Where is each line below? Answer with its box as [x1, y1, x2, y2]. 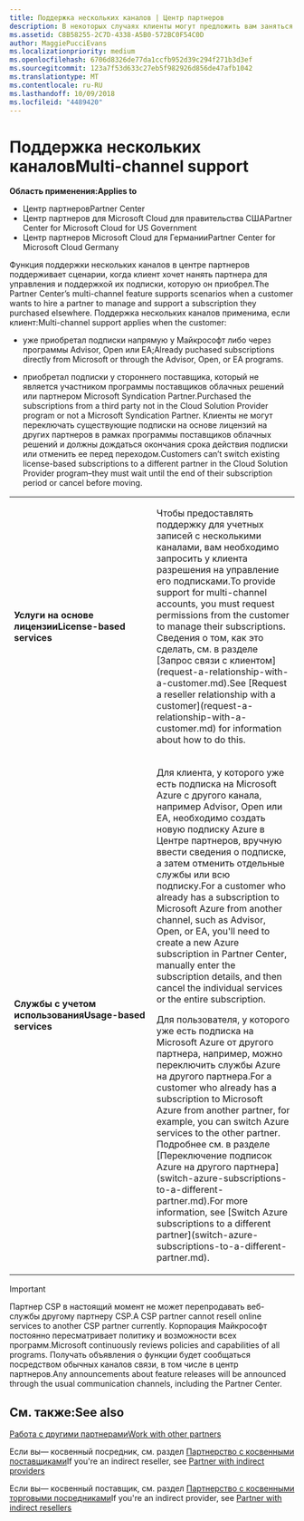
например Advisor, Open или [157, 800, 283, 813]
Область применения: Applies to [9, 186, 138, 197]
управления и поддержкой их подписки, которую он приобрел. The [9, 278, 270, 290]
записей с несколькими [157, 529, 262, 542]
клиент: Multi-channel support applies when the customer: [9, 317, 227, 328]
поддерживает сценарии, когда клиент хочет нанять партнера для [9, 269, 268, 280]
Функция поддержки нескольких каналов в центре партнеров [9, 259, 251, 270]
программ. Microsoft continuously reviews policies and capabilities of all [9, 1340, 280, 1351]
